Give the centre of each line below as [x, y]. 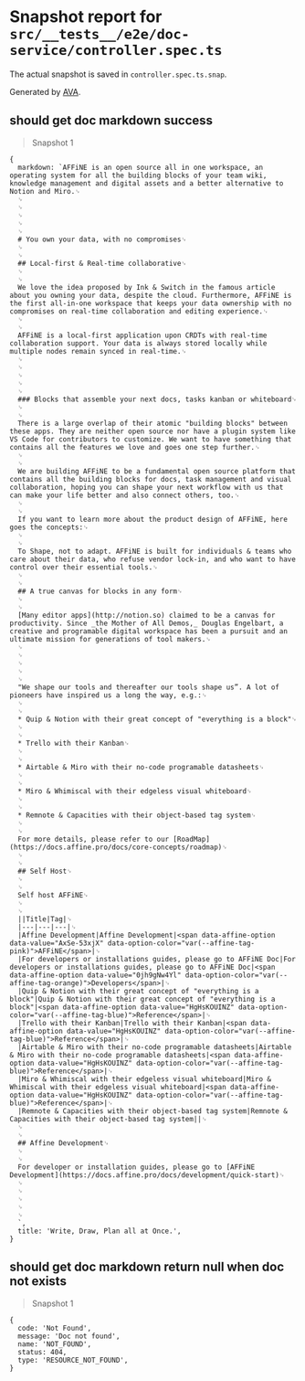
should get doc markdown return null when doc [147, 1267]
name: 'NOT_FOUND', [55, 1344]
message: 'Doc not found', [69, 1336]
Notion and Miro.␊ [45, 191]
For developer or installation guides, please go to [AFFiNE [137, 1167]
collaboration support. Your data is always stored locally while [138, 343]
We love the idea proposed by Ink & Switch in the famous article [147, 287]
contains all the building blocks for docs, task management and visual [151, 479]
